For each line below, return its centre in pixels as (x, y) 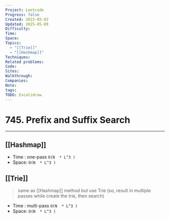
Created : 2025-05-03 (27, 19)
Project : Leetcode (25, 10)
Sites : (12, 71)
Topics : (13, 43)
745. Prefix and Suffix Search (68, 120)
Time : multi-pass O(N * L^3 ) (45, 205)
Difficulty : (18, 29)
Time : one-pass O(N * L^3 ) (44, 157)
